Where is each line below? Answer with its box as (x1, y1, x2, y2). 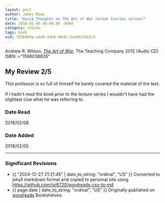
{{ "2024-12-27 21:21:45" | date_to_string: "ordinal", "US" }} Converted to (12, 171, 160, 177)
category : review (5, 26, 41, 30)
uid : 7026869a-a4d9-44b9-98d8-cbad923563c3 (5, 35, 96, 40)
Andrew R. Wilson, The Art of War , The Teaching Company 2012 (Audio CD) (5, 48, 159, 54)
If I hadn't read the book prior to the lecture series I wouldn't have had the (5, 91, 155, 97)
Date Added (5, 132, 34, 139)
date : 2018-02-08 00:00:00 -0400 (5, 21, 74, 26)
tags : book (5, 30, 27, 35)
